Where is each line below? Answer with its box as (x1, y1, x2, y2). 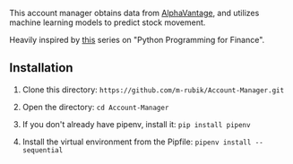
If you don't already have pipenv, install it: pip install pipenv (22, 118, 251, 129)
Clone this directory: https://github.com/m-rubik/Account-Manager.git (22, 84, 285, 95)
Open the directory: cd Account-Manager (22, 101, 169, 112)
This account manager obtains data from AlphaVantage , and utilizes (9, 8, 260, 18)
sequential (22, 145, 64, 155)
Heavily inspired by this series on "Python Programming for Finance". (9, 35, 265, 45)
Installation (9, 60, 73, 75)
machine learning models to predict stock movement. (9, 17, 206, 28)
